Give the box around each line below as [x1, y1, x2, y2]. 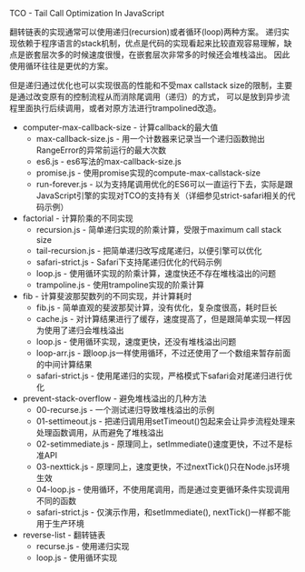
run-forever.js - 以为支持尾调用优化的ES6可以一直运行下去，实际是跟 [35, 179, 293, 189]
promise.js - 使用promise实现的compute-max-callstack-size [35, 167, 261, 178]
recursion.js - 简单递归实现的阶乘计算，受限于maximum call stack [35, 225, 282, 235]
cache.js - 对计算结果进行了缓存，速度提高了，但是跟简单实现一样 [35, 314, 283, 324]
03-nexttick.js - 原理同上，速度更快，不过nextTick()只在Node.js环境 [35, 461, 290, 472]
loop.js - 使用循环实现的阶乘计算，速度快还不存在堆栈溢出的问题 [35, 268, 277, 278]
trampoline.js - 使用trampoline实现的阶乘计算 [35, 279, 205, 290]
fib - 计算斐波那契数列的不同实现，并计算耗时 [22, 291, 192, 301]
